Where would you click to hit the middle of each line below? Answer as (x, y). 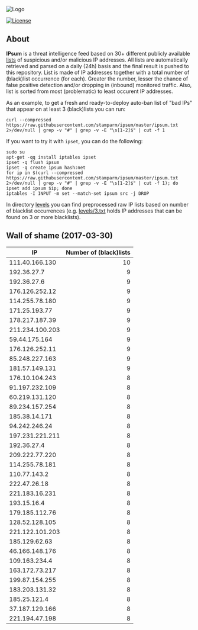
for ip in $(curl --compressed (45, 173)
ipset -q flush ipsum (33, 162)
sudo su (16, 152)
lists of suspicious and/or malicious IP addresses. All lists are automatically (97, 60)
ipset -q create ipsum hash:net (46, 168)
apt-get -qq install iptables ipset (51, 157)
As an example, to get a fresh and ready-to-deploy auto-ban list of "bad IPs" (99, 102)
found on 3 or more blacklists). (43, 217)
